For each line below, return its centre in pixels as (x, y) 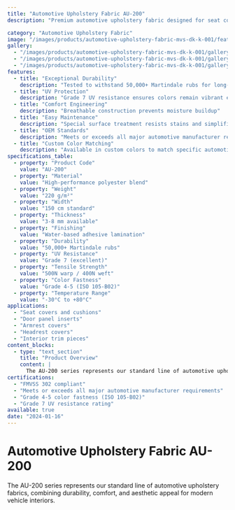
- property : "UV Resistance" (56, 254)
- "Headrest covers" (43, 332)
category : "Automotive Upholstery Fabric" (70, 33)
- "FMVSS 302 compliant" (50, 384)
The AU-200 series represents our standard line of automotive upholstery (113, 485)
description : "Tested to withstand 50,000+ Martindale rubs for (115, 85)
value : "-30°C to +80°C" (56, 299)
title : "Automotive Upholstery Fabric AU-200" (76, 14)
